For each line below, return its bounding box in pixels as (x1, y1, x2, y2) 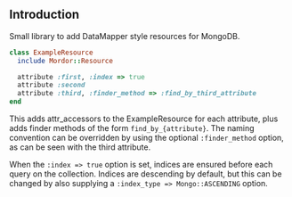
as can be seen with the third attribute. (9, 142, 151, 152)
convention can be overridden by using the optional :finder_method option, (9, 133, 285, 144)
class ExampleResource (9, 48, 93, 57)
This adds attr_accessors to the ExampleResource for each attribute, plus (9, 113, 279, 124)
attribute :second (17, 80, 86, 90)
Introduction (9, 7, 80, 22)
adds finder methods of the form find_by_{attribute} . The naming (9, 123, 255, 134)
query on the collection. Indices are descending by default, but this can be (9, 168, 282, 179)
